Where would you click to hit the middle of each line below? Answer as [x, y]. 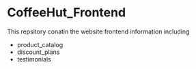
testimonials [34, 59]
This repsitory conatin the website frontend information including [98, 31]
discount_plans [38, 52]
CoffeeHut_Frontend [67, 13]
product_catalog [40, 44]
